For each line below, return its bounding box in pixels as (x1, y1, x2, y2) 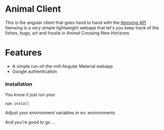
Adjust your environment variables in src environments (5, 110, 116, 116)
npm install (5, 101, 29, 106)
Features (5, 47, 42, 58)
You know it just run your (5, 92, 55, 98)
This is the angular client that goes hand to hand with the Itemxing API (5, 20, 146, 25)
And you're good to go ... (5, 119, 55, 125)
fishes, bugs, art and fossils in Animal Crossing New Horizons (5, 30, 130, 36)
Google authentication (12, 68, 57, 74)
